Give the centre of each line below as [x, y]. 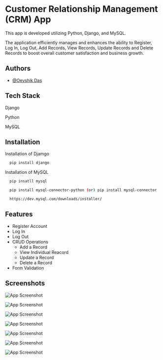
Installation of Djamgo [27, 154]
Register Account [30, 226]
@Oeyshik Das [27, 80]
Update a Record [37, 257]
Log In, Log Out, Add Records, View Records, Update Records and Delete [79, 48]
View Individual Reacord [44, 252]
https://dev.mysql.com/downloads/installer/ [56, 199]
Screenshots [25, 283]
